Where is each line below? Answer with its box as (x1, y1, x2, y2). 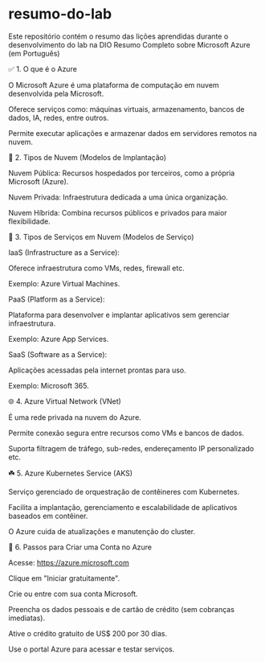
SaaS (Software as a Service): (8, 349, 108, 359)
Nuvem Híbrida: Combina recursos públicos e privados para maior (8, 208, 227, 217)
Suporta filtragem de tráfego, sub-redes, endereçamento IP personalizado (8, 443, 255, 453)
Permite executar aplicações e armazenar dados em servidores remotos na (8, 128, 257, 138)
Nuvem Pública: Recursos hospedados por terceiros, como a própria (8, 168, 235, 178)
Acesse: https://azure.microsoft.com (8, 557, 130, 567)
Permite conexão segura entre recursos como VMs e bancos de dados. (8, 428, 245, 438)
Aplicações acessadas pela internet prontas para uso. (8, 365, 186, 375)
